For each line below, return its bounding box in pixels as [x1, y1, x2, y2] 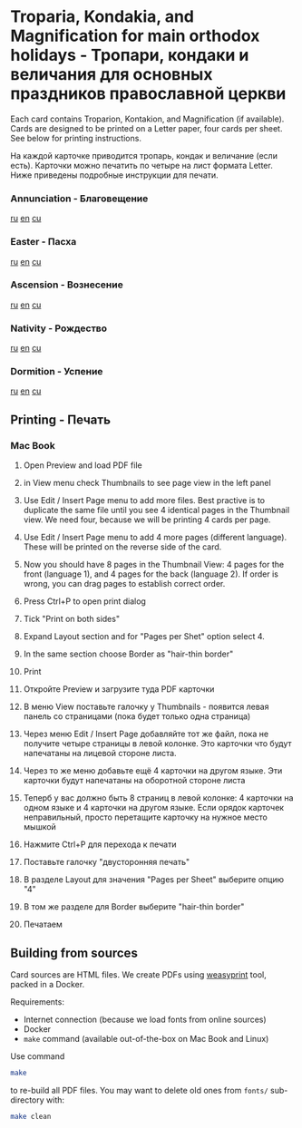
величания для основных [10, 64, 213, 85]
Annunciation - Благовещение [10, 192, 149, 205]
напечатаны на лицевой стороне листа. [23, 748, 177, 759]
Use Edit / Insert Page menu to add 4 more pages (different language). [23, 532, 287, 543]
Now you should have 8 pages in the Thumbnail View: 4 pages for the [23, 559, 285, 570]
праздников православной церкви [10, 83, 287, 104]
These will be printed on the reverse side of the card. [23, 541, 222, 552]
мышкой [23, 822, 57, 832]
